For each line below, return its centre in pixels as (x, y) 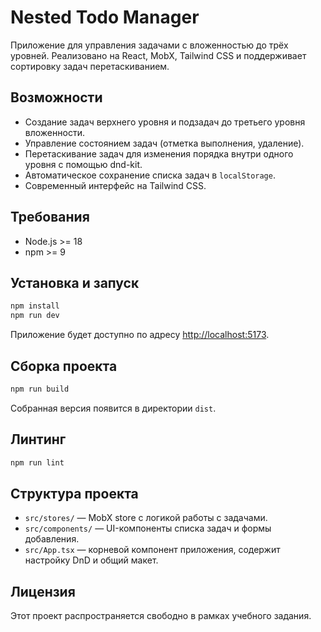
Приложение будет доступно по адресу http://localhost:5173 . (140, 335)
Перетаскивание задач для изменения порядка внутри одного (159, 153)
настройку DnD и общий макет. (91, 560)
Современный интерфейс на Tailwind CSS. (115, 185)
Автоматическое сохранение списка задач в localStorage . (150, 175)
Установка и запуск (75, 282)
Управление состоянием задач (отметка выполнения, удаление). (164, 143)
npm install (35, 306)
